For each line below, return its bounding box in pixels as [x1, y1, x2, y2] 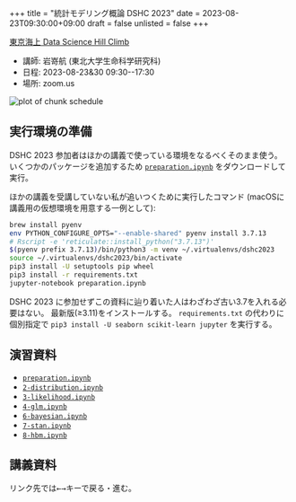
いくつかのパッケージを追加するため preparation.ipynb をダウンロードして [9, 161, 286, 172]
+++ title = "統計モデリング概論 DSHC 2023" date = [9, 8, 201, 18]
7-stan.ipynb [22, 421, 72, 430]
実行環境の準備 [9, 124, 92, 139]
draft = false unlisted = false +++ [86, 18, 209, 29]
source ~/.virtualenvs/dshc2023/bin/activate [9, 254, 182, 263]
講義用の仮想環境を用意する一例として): [9, 202, 156, 213]
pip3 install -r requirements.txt [9, 270, 139, 280]
